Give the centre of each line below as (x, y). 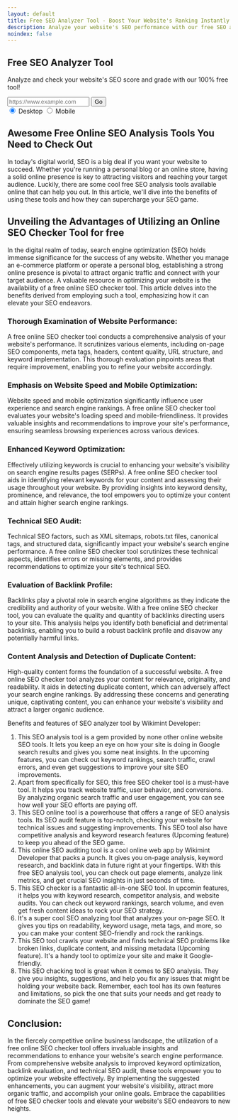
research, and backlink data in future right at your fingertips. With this (119, 865)
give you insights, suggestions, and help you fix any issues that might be (124, 979)
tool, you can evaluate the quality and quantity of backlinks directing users (116, 616)
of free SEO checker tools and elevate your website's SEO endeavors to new (119, 1101)
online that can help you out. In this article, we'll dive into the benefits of (112, 192)
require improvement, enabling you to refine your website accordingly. (110, 366)
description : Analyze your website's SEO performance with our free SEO (117, 27)
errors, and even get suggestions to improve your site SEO (103, 767)
